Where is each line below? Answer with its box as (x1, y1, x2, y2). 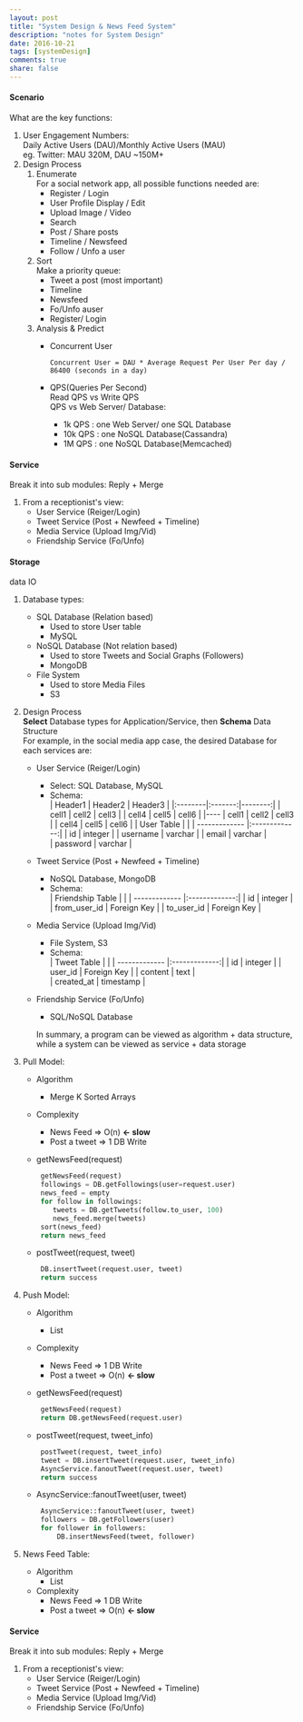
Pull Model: (22, 1056, 65, 1068)
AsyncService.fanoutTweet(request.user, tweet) (40, 1464, 224, 1473)
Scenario (9, 92, 44, 103)
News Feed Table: (22, 1548, 91, 1559)
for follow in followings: (40, 1197, 142, 1207)
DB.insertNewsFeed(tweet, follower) (56, 1532, 195, 1541)
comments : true (9, 55, 67, 65)
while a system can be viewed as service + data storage (35, 1039, 247, 1050)
